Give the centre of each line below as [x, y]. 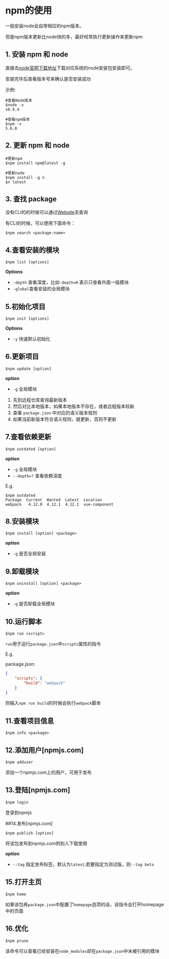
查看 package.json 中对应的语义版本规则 [55, 412]
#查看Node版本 [19, 100]
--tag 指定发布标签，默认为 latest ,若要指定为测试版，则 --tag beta [83, 864]
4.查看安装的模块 [32, 250]
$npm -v [14, 124]
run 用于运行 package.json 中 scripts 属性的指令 [53, 644]
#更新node [15, 173]
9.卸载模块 [22, 571]
